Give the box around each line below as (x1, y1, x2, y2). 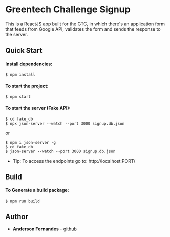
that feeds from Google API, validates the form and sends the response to (5, 26, 161, 32)
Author (5, 212, 28, 221)
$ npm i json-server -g (5, 140, 56, 145)
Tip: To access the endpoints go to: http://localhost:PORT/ (12, 157, 136, 164)
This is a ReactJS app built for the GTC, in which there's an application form (5, 21, 165, 27)
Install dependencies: (5, 61, 53, 67)
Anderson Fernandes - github (12, 226, 77, 232)
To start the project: (5, 83, 49, 89)
